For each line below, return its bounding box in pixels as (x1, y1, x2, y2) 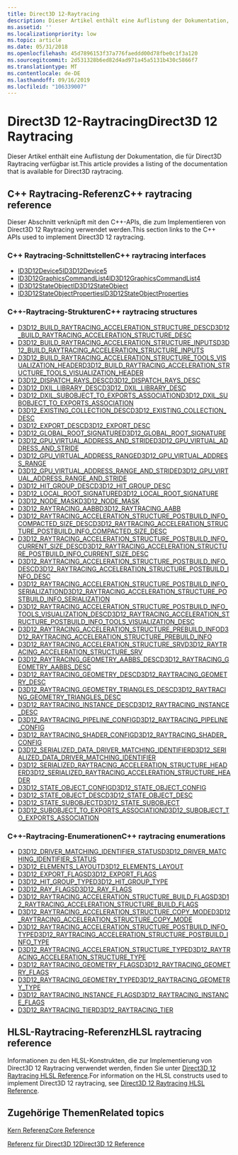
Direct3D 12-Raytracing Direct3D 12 (7, 114, 218, 130)
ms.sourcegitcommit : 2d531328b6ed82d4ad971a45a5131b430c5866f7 (7, 57, 198, 64)
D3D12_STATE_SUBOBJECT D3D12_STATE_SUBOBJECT (17, 798, 181, 806)
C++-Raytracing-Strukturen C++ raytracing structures (7, 307, 198, 317)
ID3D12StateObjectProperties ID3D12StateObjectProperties (17, 289, 189, 298)
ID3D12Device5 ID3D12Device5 (17, 267, 108, 275)
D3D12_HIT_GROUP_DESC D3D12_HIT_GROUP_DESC (17, 481, 171, 490)
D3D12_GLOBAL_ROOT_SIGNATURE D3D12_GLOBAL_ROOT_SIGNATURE (17, 429, 227, 437)
